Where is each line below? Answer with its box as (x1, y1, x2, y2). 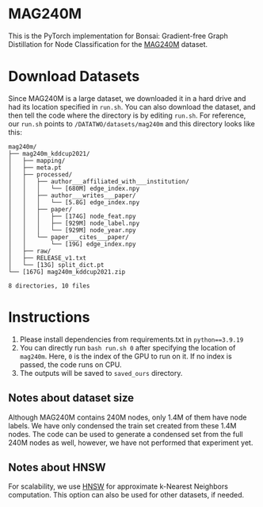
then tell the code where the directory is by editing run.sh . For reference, (8, 110, 246, 120)
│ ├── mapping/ (8, 157, 66, 164)
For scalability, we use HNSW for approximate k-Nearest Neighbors (8, 482, 228, 491)
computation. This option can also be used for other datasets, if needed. (8, 490, 245, 500)
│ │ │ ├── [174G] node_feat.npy (8, 212, 136, 220)
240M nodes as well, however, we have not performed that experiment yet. (8, 438, 253, 447)
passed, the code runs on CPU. (19, 359, 122, 370)
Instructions (8, 308, 90, 327)
